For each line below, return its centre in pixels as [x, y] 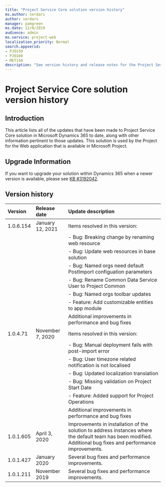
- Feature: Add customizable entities [111, 302]
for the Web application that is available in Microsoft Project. [66, 146]
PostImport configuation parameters [110, 271]
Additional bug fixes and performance [112, 442]
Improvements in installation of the [108, 424]
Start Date [80, 387]
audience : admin [22, 33]
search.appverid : [23, 47]
